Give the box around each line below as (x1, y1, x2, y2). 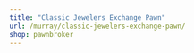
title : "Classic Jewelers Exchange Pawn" (9, 13, 166, 22)
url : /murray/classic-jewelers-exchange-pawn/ (9, 22, 186, 31)
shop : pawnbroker (9, 30, 74, 39)
